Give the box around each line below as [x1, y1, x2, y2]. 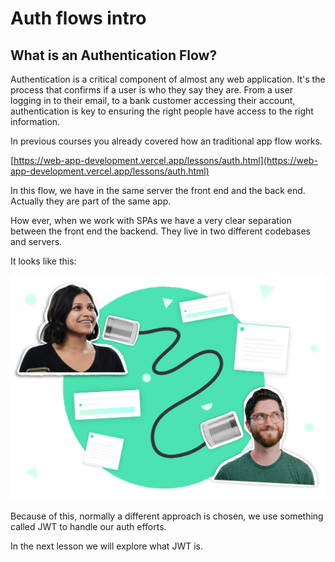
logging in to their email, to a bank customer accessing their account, [10, 95, 296, 106]
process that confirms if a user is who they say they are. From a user [10, 84, 293, 96]
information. [10, 116, 61, 127]
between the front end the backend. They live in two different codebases [10, 225, 311, 237]
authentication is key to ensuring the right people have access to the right [10, 105, 314, 117]
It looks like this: [10, 255, 77, 267]
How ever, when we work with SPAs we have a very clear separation [10, 215, 293, 226]
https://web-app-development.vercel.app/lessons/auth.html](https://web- [13, 155, 318, 166]
